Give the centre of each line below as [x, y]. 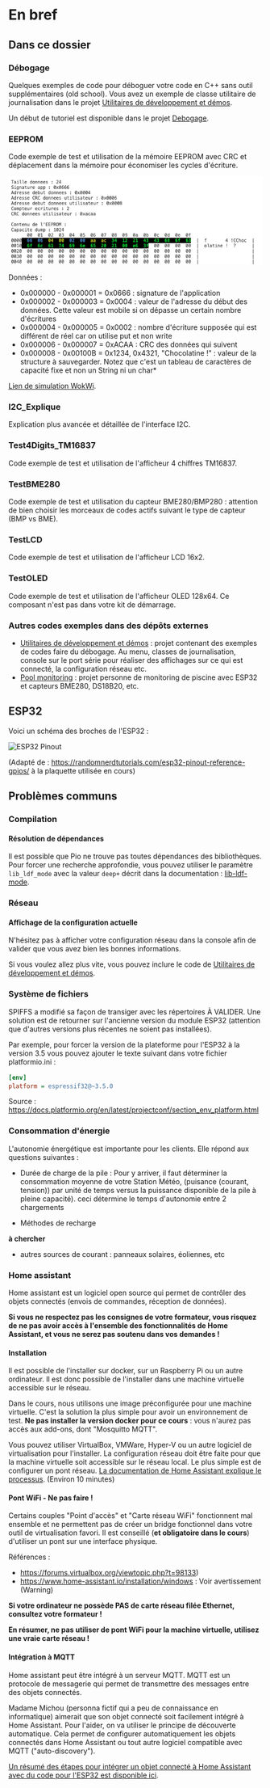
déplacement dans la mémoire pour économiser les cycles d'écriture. [123, 165]
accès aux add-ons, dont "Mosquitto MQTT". [83, 1429]
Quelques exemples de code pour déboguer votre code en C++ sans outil [131, 85]
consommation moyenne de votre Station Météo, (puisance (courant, [134, 1181]
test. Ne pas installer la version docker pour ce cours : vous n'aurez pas [130, 1421]
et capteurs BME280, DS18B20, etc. [79, 685]
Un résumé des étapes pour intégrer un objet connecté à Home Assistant [130, 1766]
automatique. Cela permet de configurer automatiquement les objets [122, 1733]
